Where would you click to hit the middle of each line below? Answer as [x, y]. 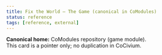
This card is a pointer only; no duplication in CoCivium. [74, 46]
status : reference [29, 17]
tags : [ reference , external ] [43, 22]
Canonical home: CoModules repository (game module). [76, 40]
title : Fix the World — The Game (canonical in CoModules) [82, 12]
